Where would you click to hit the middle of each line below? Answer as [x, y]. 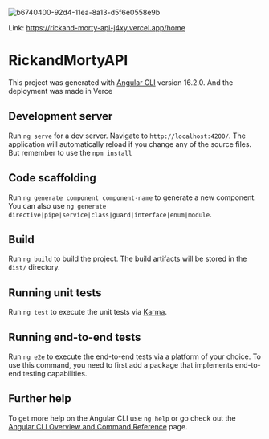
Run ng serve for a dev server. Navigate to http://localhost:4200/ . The [127, 136]
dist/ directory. [34, 267]
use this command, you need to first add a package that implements [121, 365]
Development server [61, 116]
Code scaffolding [52, 178]
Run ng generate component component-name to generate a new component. [132, 197]
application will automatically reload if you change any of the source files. [130, 144]
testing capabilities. [55, 374]
